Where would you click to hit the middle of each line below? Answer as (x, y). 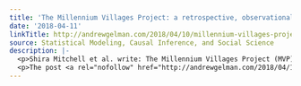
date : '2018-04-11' (46, 26)
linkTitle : (30, 34)
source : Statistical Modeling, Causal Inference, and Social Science (142, 43)
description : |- (39, 51)
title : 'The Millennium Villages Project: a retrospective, (124, 17)
